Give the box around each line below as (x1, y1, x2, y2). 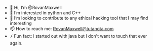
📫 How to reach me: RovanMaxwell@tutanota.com (9, 26, 114, 31)
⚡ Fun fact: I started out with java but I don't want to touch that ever (9, 33, 147, 39)
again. (9, 40, 23, 46)
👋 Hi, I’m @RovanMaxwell (9, 5, 62, 10)
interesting (9, 20, 32, 26)
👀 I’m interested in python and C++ (9, 10, 81, 16)
